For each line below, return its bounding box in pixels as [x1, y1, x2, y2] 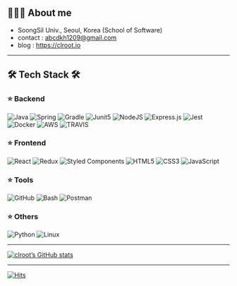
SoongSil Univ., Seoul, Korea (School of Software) [17, 25, 163, 34]
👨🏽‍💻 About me [7, 7, 72, 19]
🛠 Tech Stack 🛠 [7, 68, 80, 81]
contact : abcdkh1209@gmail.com [17, 33, 117, 42]
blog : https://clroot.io [17, 40, 81, 49]
